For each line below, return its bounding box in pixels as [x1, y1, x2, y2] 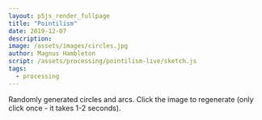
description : [8, 34, 53, 43]
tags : [8, 65, 27, 73]
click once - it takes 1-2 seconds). [8, 103, 121, 113]
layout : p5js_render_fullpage [8, 11, 111, 20]
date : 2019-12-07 [8, 27, 67, 35]
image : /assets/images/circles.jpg [8, 42, 129, 50]
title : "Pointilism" [8, 19, 78, 28]
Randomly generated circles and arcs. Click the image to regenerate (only [8, 94, 254, 104]
